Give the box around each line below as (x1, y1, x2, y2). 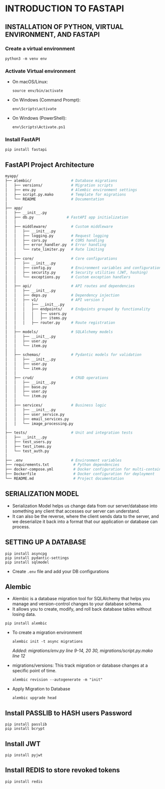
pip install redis (5, 779, 43, 784)
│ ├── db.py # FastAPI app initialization (5, 215, 129, 220)
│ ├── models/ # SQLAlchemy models (5, 330, 113, 335)
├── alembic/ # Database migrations (5, 178, 118, 183)
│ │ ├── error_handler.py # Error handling (5, 242, 107, 247)
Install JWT (5, 740, 41, 748)
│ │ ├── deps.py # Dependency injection (5, 293, 120, 298)
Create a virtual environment (5, 45, 75, 52)
